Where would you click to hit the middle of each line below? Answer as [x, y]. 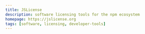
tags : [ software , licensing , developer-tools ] [55, 24]
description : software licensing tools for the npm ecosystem [72, 14]
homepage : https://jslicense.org [41, 19]
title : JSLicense [24, 10]
